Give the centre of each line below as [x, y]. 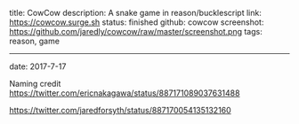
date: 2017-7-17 [38, 66]
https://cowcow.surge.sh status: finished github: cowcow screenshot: [137, 22]
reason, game [35, 41]
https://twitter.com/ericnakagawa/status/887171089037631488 [125, 93]
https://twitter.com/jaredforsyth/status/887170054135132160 [120, 110]
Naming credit [35, 84]
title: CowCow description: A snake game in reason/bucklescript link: [136, 13]
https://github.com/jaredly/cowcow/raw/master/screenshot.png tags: [136, 31]
